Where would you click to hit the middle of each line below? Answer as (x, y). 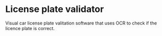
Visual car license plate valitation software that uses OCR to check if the (81, 23)
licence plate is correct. (30, 28)
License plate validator (55, 9)
